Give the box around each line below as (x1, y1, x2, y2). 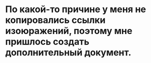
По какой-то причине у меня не (5, 4, 146, 15)
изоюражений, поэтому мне (5, 25, 133, 37)
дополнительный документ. (5, 47, 132, 58)
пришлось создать (5, 36, 89, 48)
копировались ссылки (5, 14, 106, 26)
